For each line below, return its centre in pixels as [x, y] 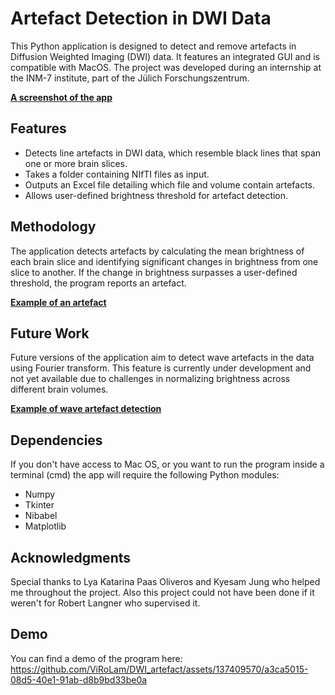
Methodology [53, 227]
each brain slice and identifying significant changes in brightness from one [164, 261]
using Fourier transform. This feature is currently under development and [161, 368]
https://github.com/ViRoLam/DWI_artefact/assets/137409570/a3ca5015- [159, 669]
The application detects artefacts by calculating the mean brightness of [157, 251]
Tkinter [39, 505]
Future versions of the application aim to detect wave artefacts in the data [162, 358]
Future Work [50, 333]
